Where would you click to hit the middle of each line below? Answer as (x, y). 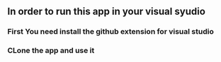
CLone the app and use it (51, 51)
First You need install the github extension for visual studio (110, 32)
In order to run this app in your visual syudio (106, 12)
